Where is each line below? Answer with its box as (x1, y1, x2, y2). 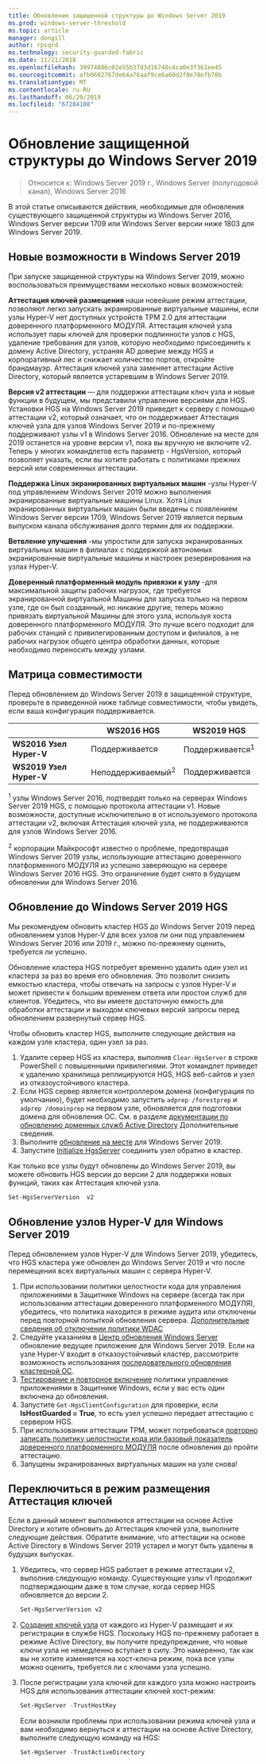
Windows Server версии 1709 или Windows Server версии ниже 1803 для (8, 219, 254, 229)
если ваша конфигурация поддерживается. (8, 706, 157, 715)
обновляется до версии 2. (19, 1590, 109, 1600)
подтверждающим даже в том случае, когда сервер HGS (19, 1582, 215, 1591)
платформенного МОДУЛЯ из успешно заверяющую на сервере (8, 861, 228, 870)
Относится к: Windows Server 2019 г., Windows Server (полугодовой (27, 178, 258, 188)
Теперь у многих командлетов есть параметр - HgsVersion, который (8, 446, 242, 456)
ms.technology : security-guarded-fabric (8, 49, 145, 57)
